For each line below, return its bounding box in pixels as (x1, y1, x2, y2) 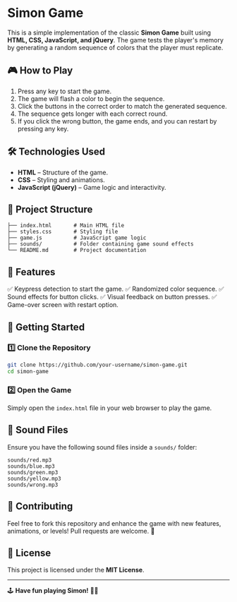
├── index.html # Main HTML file (7, 222, 125, 229)
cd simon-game (7, 368, 49, 375)
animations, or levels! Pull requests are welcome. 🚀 (7, 526, 155, 535)
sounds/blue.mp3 (7, 462, 55, 470)
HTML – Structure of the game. (17, 168, 108, 176)
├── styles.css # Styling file (7, 228, 119, 236)
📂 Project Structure (7, 203, 93, 215)
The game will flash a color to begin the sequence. (17, 94, 165, 103)
